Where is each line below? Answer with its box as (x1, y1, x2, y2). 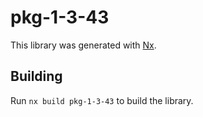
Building (10, 68, 63, 85)
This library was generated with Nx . (10, 39, 157, 51)
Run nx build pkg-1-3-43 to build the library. (10, 94, 194, 106)
